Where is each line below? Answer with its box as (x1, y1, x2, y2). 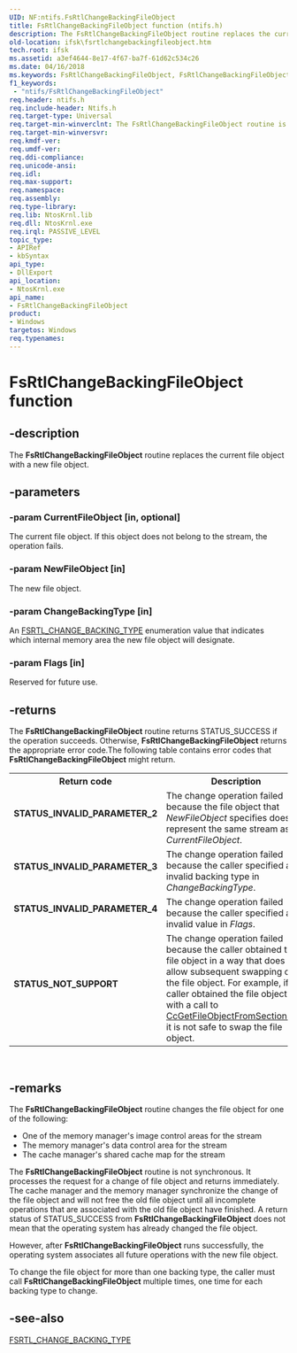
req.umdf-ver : (9, 144, 62, 153)
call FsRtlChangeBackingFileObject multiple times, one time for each (9, 1276, 263, 1287)
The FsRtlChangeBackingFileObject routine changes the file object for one (9, 1103, 285, 1114)
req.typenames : (9, 334, 65, 343)
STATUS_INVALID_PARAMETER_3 (13, 861, 158, 873)
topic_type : (9, 236, 53, 244)
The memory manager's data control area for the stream (21, 1140, 228, 1150)
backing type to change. (9, 1285, 98, 1295)
